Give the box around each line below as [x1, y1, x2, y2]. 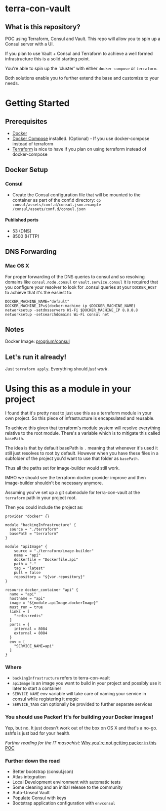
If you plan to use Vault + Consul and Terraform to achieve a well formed [5, 50, 153, 56]
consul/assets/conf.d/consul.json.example [12, 202, 101, 207]
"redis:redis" [14, 614, 43, 619]
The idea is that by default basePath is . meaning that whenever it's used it [5, 445, 158, 451]
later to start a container [12, 685, 62, 691]
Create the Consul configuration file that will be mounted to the [12, 191, 141, 198]
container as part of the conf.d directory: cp [12, 197, 101, 203]
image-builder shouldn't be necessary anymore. [5, 480, 103, 486]
